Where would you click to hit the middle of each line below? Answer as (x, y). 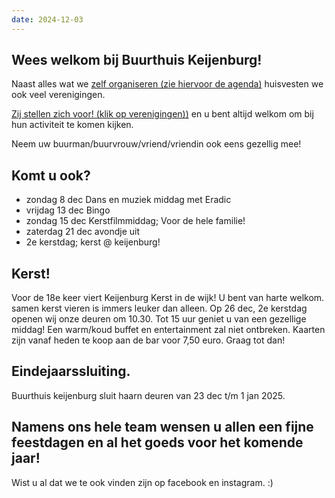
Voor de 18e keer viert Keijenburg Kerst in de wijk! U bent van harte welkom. (168, 298)
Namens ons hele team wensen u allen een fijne (162, 427)
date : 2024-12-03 (47, 19)
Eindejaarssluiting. (71, 371)
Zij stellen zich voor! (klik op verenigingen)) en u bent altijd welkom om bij (162, 114)
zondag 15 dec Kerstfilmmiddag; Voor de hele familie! (135, 221)
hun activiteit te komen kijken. (72, 125)
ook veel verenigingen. (58, 95)
